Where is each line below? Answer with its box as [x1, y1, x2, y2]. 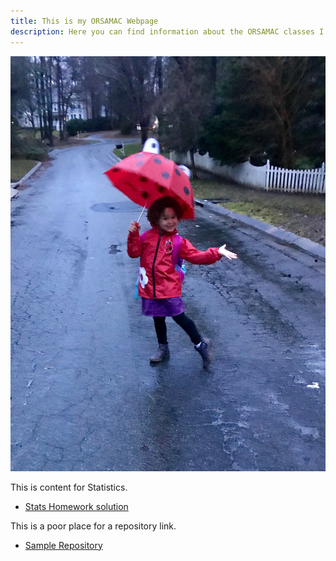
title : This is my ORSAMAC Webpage [10, 16, 159, 26]
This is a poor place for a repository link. [10, 520, 177, 532]
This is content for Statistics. [10, 481, 128, 493]
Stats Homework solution [24, 500, 129, 512]
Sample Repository [24, 539, 103, 551]
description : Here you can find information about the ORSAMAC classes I [10, 26, 325, 37]
